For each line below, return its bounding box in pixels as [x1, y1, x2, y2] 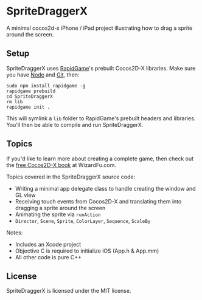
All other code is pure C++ [15, 253, 82, 261]
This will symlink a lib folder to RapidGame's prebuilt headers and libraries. [6, 114, 196, 122]
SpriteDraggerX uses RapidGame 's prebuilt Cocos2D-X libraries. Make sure [6, 64, 196, 72]
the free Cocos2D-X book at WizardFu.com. [6, 161, 117, 168]
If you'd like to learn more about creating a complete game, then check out [6, 155, 193, 162]
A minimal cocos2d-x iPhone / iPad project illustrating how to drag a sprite [6, 24, 193, 32]
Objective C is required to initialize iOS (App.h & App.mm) [15, 247, 159, 254]
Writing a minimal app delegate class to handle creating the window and [15, 185, 196, 192]
